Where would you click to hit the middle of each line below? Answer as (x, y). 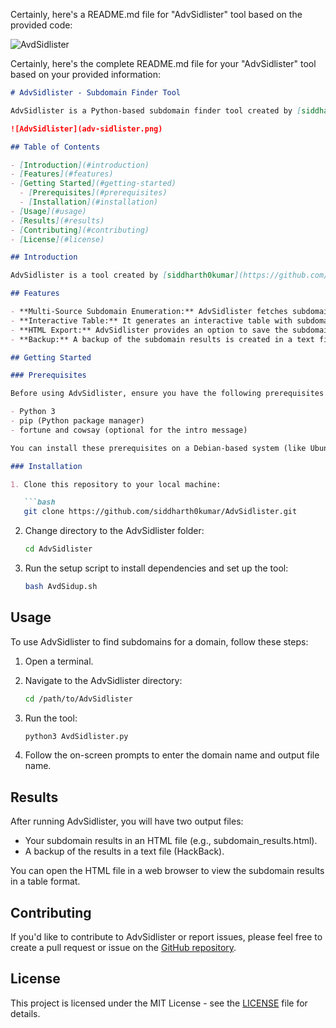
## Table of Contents (55, 147)
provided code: (41, 25)
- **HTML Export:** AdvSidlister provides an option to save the (149, 330)
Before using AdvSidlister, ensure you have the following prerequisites (167, 394)
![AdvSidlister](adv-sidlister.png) (86, 129)
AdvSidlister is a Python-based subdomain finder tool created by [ (156, 110)
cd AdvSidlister (58, 549)
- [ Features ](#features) (62, 174)
